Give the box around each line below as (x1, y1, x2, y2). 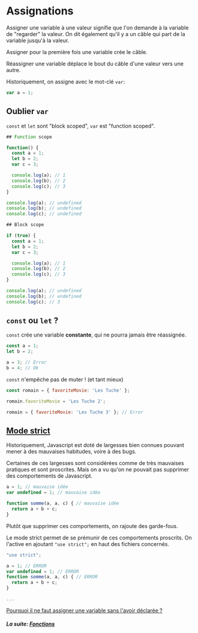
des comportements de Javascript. (6, 472, 93, 479)
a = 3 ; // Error (6, 359, 47, 365)
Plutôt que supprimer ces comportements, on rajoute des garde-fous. (6, 522, 178, 529)
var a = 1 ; (6, 89, 34, 95)
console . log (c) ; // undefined (6, 211, 82, 217)
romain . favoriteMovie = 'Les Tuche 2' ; (6, 398, 106, 404)
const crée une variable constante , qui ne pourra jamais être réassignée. (6, 331, 187, 338)
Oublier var (6, 106, 49, 116)
